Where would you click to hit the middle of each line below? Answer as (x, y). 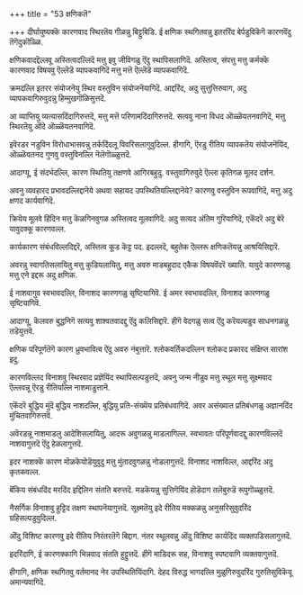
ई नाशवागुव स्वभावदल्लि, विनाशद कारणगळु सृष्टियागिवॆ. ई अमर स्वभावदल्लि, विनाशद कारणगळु (139, 293)
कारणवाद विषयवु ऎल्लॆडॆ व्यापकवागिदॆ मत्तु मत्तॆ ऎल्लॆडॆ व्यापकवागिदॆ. (99, 70)
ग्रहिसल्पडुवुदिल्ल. (33, 518)
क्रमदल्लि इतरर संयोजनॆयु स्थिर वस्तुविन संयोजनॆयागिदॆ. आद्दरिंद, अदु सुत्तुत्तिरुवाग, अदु (128, 88)
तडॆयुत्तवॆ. (22, 331)
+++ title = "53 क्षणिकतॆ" (50, 14)
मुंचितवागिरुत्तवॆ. (31, 415)
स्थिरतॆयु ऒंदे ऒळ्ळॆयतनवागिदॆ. (53, 126)
